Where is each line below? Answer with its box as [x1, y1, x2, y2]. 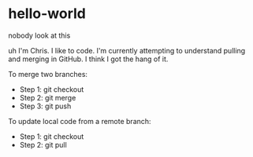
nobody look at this [8, 31, 71, 40]
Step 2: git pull [19, 140, 67, 149]
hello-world [8, 5, 87, 23]
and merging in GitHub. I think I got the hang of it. [8, 54, 169, 64]
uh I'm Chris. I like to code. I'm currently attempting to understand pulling [8, 46, 246, 55]
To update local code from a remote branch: [8, 116, 151, 126]
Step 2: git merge [19, 93, 76, 102]
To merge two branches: [8, 69, 88, 78]
